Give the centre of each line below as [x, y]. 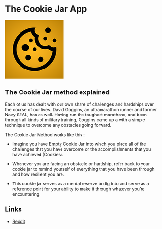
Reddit [19, 221]
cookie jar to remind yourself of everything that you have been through [83, 169]
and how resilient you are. [38, 174]
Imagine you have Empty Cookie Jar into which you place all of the [79, 144]
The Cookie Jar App [46, 9]
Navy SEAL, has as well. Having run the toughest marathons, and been [76, 114]
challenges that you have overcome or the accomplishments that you [81, 149]
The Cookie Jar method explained [57, 92]
